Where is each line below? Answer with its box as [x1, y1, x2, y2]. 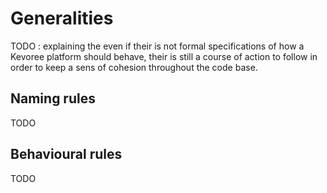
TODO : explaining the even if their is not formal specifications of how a [10, 40, 305, 52]
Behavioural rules [10, 146, 123, 163]
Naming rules [10, 90, 96, 107]
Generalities [10, 7, 114, 30]
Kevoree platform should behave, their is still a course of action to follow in [10, 50, 318, 62]
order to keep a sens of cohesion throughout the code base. [10, 61, 258, 73]
